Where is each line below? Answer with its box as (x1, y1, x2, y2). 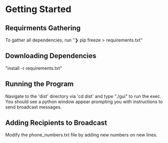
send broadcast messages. (5, 104, 62, 110)
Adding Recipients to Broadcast (5, 119, 107, 127)
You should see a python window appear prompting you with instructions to (5, 99, 163, 105)
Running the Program (5, 80, 74, 88)
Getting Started (5, 4, 72, 15)
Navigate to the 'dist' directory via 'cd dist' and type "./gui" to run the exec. (5, 93, 162, 99)
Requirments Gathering (5, 24, 81, 32)
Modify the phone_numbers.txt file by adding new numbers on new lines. (5, 132, 158, 138)
